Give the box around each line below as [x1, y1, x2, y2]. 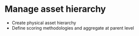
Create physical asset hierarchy [11, 20, 76, 26]
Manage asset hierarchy [4, 3, 106, 15]
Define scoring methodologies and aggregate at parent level [11, 25, 134, 31]
